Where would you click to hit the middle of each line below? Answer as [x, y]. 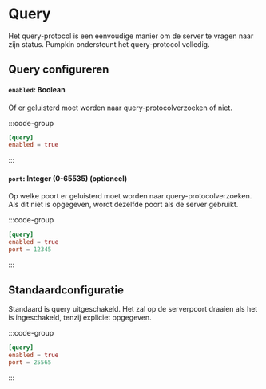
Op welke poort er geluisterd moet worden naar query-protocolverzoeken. [130, 196]
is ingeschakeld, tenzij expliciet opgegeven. [80, 317]
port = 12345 [30, 250]
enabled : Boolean [37, 89]
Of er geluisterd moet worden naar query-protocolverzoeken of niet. [121, 108]
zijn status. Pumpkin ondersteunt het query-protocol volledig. [109, 44]
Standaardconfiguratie [66, 290]
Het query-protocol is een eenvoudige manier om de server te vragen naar [131, 36]
